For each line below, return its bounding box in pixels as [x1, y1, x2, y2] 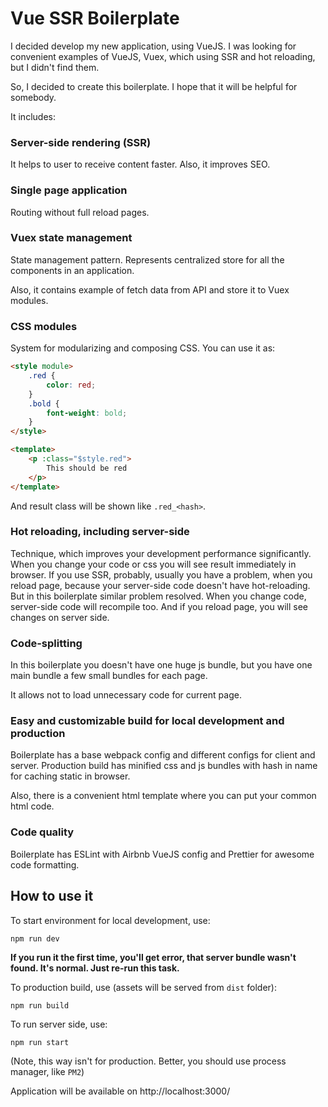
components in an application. [10, 264, 135, 276]
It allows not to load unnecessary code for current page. [10, 689, 242, 701]
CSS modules [10, 319, 78, 333]
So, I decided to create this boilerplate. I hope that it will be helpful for [10, 80, 298, 92]
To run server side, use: [10, 1018, 108, 1030]
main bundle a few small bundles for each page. [10, 670, 208, 682]
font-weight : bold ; [46, 408, 128, 418]
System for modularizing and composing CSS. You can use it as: [10, 342, 276, 354]
